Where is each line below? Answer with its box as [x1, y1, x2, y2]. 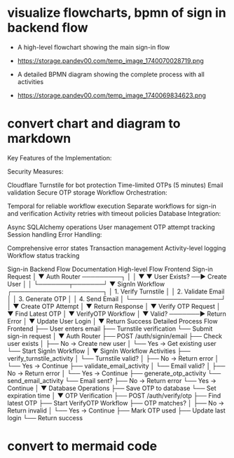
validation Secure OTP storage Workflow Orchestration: [7, 188, 167, 197]
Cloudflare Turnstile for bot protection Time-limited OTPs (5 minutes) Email [7, 181, 223, 189]
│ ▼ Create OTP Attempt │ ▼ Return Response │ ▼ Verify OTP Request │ [7, 302, 221, 310]
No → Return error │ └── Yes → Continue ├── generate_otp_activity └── [7, 369, 221, 377]
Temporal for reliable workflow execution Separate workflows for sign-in [7, 202, 216, 210]
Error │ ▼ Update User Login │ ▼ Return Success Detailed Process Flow [7, 317, 219, 325]
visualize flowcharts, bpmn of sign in [7, 5, 226, 21]
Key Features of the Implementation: [7, 153, 112, 162]
